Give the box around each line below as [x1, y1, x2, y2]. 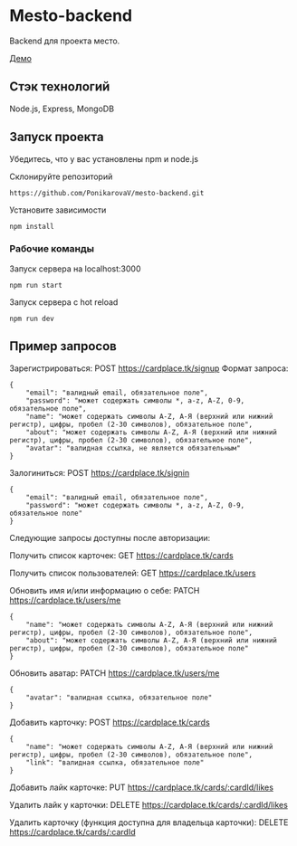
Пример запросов [9, 338, 118, 354]
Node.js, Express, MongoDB [9, 103, 115, 114]
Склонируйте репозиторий [9, 171, 113, 182]
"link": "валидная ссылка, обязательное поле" [25, 757, 205, 767]
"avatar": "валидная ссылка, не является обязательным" [25, 443, 242, 452]
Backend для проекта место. [9, 35, 120, 46]
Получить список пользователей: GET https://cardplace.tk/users [9, 567, 256, 578]
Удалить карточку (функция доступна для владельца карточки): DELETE [9, 816, 289, 828]
